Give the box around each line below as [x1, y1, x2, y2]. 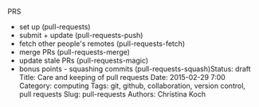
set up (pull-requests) [18, 22, 91, 31]
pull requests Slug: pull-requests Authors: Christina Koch [18, 90, 206, 98]
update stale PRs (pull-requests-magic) [18, 55, 149, 65]
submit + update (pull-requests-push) [18, 31, 143, 40]
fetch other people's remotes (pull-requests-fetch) [18, 39, 186, 48]
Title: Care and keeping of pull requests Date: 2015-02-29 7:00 [18, 73, 226, 82]
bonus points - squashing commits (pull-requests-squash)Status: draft [18, 64, 252, 74]
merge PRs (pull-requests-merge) [18, 48, 131, 56]
